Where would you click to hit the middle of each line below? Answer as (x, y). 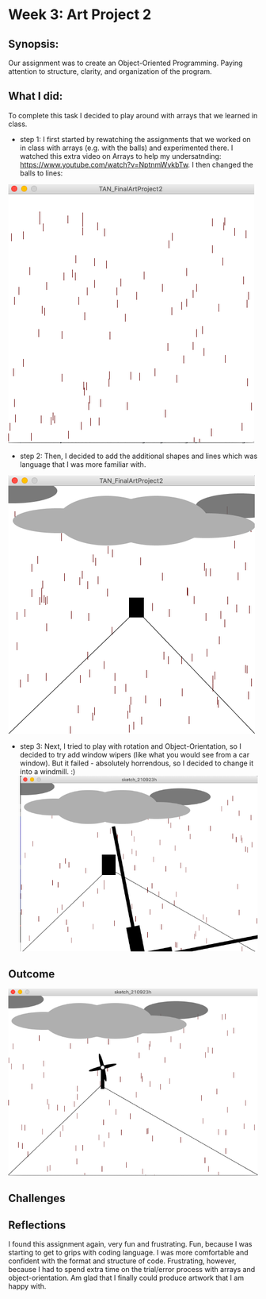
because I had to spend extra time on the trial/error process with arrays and (132, 1270)
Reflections (37, 1225)
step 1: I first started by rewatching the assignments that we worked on (135, 139)
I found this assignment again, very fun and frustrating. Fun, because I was (130, 1244)
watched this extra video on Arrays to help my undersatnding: (120, 156)
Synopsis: (34, 44)
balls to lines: (41, 173)
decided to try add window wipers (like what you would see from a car (135, 754)
